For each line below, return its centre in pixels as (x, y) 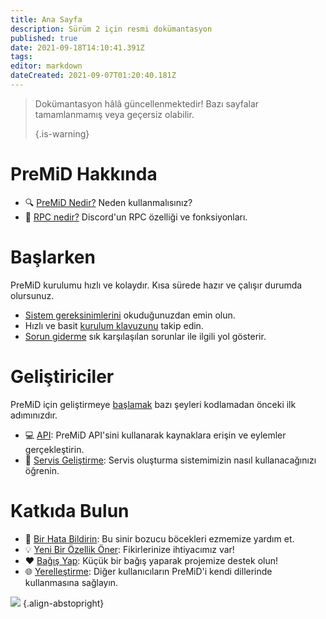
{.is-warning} (62, 133)
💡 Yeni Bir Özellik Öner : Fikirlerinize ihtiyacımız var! (129, 549)
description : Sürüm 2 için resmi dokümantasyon (111, 29)
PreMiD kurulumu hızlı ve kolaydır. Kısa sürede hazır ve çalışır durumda (156, 285)
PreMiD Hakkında (84, 174)
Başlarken (53, 257)
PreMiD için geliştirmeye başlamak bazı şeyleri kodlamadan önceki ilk (153, 404)
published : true (44, 38)
